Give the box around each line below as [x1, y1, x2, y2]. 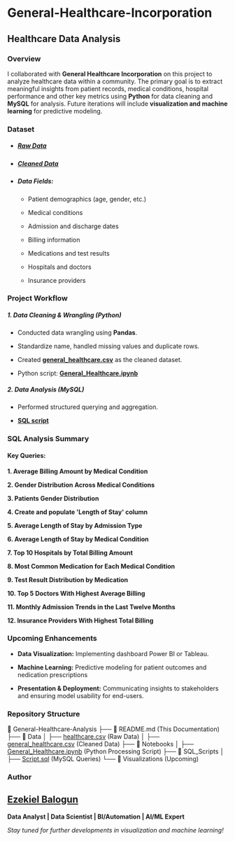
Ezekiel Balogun [7, 793, 78, 806]
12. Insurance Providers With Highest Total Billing [7, 616, 154, 625]
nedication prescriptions [17, 670, 88, 679]
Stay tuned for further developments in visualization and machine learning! [7, 826, 224, 834]
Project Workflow [7, 293, 68, 303]
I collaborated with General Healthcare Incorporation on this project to [7, 69, 213, 78]
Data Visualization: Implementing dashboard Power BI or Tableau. [17, 649, 209, 658]
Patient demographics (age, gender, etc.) [27, 195, 147, 203]
